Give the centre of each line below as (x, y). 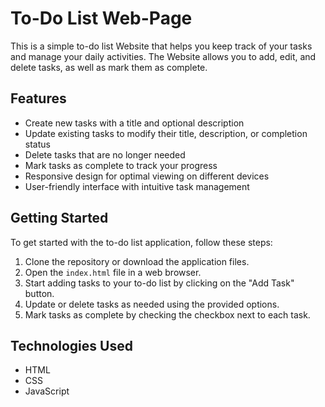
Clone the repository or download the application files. (137, 261)
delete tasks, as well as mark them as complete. (109, 67)
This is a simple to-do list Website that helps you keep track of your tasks (161, 46)
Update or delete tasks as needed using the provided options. (152, 304)
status (37, 144)
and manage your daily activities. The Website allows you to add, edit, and (163, 56)
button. (39, 293)
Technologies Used (71, 345)
